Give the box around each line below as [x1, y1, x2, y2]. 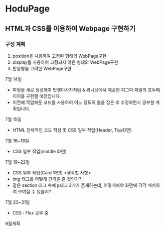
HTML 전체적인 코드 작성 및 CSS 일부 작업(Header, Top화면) [12, 127, 132, 133]
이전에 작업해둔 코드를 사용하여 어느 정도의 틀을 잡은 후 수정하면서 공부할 [12, 99, 154, 105]
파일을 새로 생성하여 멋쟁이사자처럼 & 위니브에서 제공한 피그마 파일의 [12, 86, 147, 93]
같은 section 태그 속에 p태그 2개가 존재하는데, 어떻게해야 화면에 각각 [12, 182, 147, 188]
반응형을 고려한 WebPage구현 [12, 65, 72, 71]
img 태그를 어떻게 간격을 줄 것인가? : [12, 176, 84, 182]
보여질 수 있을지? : [18, 188, 54, 194]
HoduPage [5, 3, 50, 15]
